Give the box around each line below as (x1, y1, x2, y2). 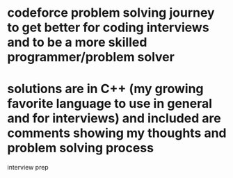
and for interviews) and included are (7, 111, 221, 127)
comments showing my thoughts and (7, 125, 227, 141)
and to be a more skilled (7, 35, 147, 50)
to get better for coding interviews (7, 19, 210, 35)
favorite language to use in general (7, 96, 213, 112)
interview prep (7, 163, 49, 172)
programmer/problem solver (7, 49, 175, 65)
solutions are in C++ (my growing (7, 81, 204, 97)
